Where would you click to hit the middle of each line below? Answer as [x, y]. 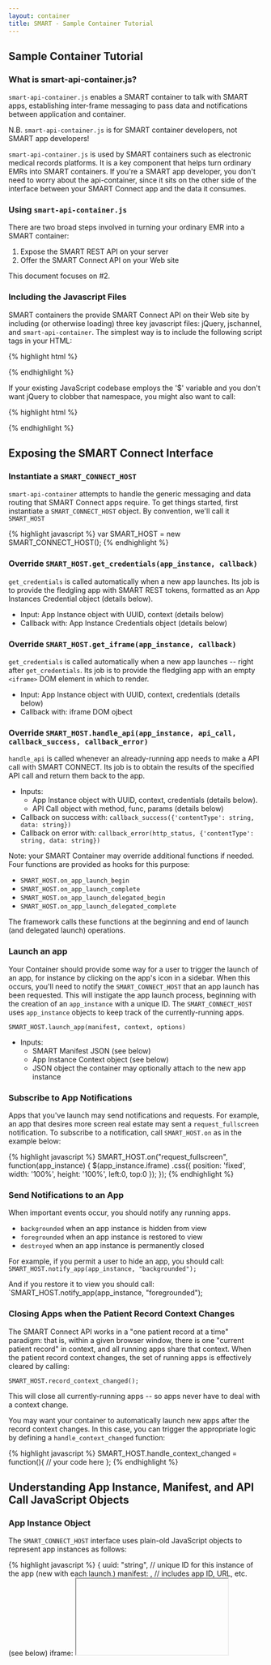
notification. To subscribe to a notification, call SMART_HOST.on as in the [125, 1132]
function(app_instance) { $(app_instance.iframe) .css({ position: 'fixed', [127, 1165]
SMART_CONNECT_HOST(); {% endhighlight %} [89, 543]
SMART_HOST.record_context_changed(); [74, 1381]
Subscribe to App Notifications [70, 1097]
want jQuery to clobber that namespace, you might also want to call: [122, 396]
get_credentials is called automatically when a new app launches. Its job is [134, 581]
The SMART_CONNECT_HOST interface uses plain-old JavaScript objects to [125, 1541]
